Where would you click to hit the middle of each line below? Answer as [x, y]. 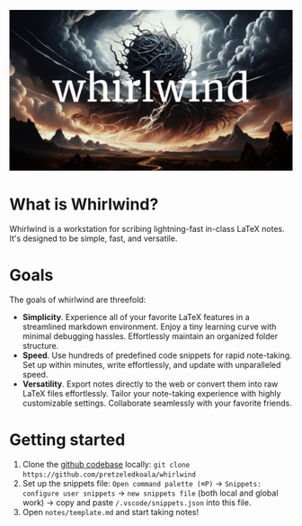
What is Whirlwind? [84, 204]
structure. [40, 346]
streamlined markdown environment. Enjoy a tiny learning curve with [149, 327]
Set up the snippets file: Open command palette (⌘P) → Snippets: [142, 484]
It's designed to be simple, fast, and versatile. [93, 238]
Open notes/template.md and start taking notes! [111, 513]
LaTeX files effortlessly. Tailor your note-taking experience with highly [151, 394]
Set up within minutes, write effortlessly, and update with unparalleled [151, 365]
